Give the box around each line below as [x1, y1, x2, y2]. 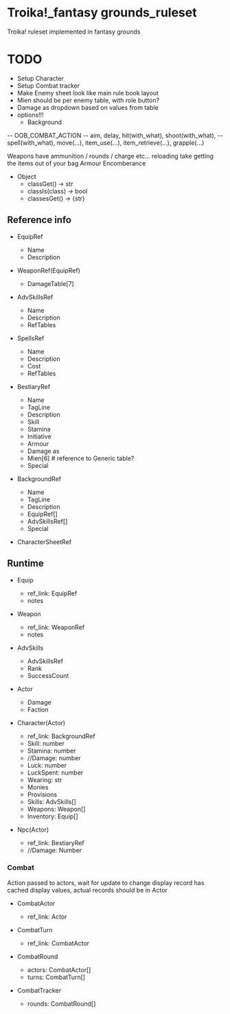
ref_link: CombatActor [27, 939, 90, 947]
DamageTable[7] [27, 279, 74, 287]
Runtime [7, 558, 44, 569]
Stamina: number [27, 746, 76, 755]
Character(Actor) [16, 718, 66, 727]
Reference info [7, 214, 72, 226]
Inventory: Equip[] [27, 812, 79, 821]
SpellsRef [16, 334, 45, 342]
